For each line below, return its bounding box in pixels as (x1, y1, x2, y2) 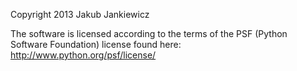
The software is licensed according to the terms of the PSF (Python (10, 28, 288, 39)
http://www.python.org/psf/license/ (10, 49, 157, 61)
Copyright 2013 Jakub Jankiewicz (10, 9, 150, 20)
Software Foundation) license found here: (10, 39, 182, 50)
